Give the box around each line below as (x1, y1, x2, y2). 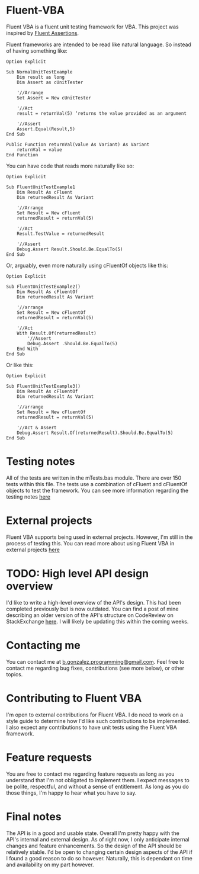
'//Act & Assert (17, 425, 57, 430)
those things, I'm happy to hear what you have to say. (6, 789, 137, 796)
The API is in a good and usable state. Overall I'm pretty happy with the (6, 830, 179, 837)
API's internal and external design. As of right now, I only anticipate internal (6, 836, 190, 843)
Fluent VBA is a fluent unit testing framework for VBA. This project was (6, 23, 179, 30)
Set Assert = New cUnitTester (17, 95, 92, 101)
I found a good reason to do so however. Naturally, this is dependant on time (6, 854, 192, 862)
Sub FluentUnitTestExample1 (6, 184, 76, 190)
